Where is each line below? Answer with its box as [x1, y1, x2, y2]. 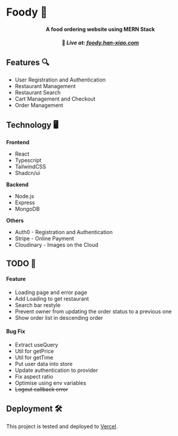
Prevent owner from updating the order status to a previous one [14, 308, 172, 315]
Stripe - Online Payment [14, 235, 75, 242]
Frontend [6, 139, 30, 146]
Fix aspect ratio [14, 373, 54, 380]
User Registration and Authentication [14, 76, 106, 83]
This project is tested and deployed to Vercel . [6, 422, 118, 430]
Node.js [14, 193, 35, 199]
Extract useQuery [14, 341, 59, 348]
